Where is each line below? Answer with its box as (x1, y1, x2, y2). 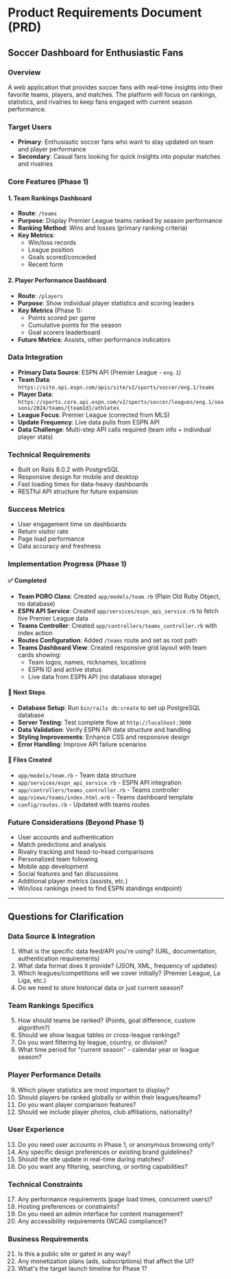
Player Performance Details (8, 1070, 101, 1079)
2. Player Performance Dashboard (8, 276, 107, 284)
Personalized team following (17, 855, 98, 863)
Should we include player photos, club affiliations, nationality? (17, 1108, 193, 1116)
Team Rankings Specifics (8, 1000, 95, 1010)
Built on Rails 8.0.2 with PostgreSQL (17, 466, 119, 474)
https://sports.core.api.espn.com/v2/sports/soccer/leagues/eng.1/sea (17, 398, 224, 405)
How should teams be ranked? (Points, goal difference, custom (17, 1016, 196, 1024)
